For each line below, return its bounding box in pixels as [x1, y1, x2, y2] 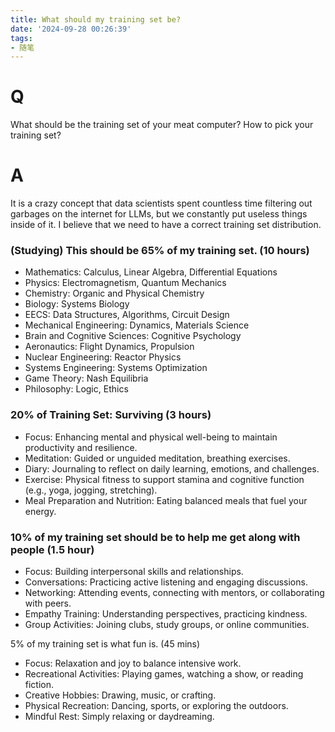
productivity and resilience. [24, 441, 138, 453]
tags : [10, 33, 33, 43]
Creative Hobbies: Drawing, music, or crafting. [24, 689, 217, 701]
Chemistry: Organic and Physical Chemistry [24, 287, 205, 300]
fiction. [24, 679, 55, 691]
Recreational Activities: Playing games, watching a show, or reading [24, 668, 304, 680]
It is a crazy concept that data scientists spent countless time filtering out [10, 197, 313, 210]
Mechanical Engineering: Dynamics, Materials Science [24, 319, 250, 331]
